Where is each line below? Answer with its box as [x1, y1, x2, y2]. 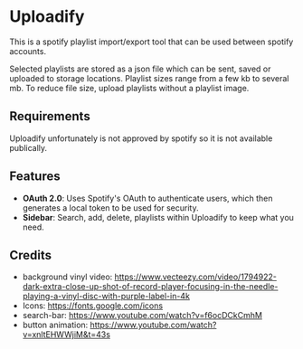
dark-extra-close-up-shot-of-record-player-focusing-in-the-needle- [22, 281, 279, 292]
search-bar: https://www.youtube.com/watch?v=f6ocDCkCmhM [22, 310, 262, 321]
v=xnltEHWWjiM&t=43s [22, 329, 111, 340]
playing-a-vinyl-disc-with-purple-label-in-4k [22, 291, 190, 302]
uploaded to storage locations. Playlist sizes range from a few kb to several [9, 72, 289, 83]
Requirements [9, 108, 90, 124]
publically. [9, 142, 48, 153]
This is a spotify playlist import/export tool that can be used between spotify [9, 36, 294, 47]
